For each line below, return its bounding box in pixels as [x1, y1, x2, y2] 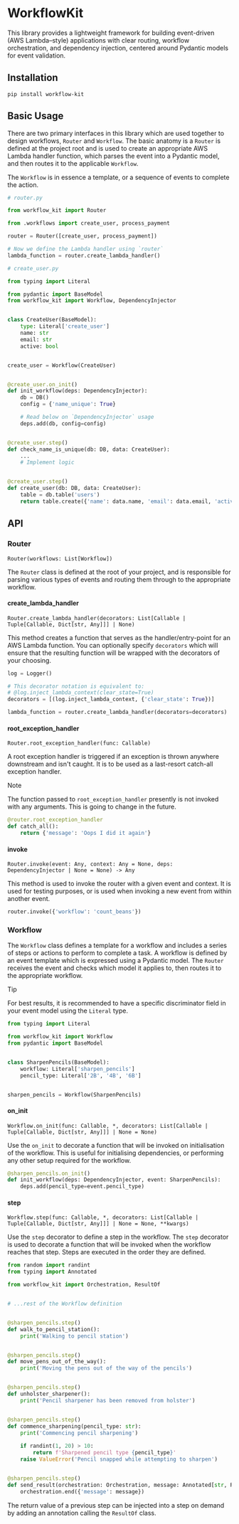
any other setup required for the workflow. [7, 1156, 132, 1164]
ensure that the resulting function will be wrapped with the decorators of [7, 649, 221, 657]
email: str [20, 336, 53, 343]
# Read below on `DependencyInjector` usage [20, 414, 154, 421]
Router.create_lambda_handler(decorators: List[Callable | [7, 614, 186, 622]
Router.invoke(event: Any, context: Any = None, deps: [7, 860, 174, 868]
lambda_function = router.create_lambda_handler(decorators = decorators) [7, 709, 228, 716]
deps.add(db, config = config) [20, 420, 107, 427]
